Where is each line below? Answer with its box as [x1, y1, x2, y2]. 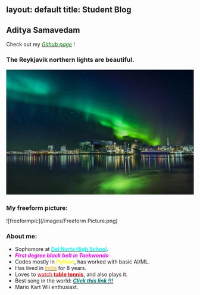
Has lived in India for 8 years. [14, 265, 87, 272]
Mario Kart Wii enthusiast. [14, 284, 79, 291]
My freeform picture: [6, 203, 68, 212]
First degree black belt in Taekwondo [14, 252, 109, 259]
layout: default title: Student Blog [6, 5, 132, 15]
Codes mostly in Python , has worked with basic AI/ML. [14, 258, 150, 265]
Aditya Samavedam [6, 25, 80, 35]
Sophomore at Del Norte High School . [14, 246, 109, 253]
